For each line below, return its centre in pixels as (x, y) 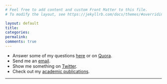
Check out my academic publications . (51, 71)
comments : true (21, 42)
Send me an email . (31, 61)
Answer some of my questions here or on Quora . (62, 55)
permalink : (16, 37)
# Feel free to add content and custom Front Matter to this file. (77, 10)
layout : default (22, 23)
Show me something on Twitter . (45, 66)
